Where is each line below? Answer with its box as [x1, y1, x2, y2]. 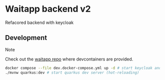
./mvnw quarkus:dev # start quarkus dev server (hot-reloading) [5, 70, 139, 75]
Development [5, 34, 48, 42]
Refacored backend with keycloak [5, 20, 74, 25]
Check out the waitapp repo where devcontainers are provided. [5, 56, 134, 62]
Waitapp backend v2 [5, 3, 91, 15]
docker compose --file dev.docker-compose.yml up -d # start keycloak [5, 65, 153, 70]
